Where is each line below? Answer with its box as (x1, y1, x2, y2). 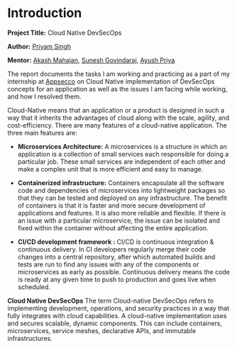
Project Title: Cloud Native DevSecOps (7, 28, 122, 37)
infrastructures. (7, 334, 53, 342)
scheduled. (17, 282, 51, 291)
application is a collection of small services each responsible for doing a (17, 150, 229, 158)
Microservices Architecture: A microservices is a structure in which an (17, 142, 227, 150)
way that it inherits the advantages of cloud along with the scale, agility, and (7, 113, 230, 122)
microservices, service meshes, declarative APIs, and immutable (7, 326, 197, 335)
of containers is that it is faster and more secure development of (17, 201, 206, 210)
